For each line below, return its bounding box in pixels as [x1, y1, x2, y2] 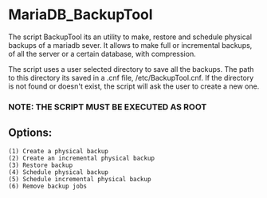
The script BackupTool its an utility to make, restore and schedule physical [8, 32, 253, 42]
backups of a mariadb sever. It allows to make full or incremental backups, [8, 40, 253, 49]
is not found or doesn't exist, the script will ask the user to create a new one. [8, 81, 260, 91]
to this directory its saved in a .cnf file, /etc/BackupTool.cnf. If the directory [8, 73, 254, 82]
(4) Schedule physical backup [8, 168, 109, 176]
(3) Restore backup [8, 161, 73, 169]
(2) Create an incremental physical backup [8, 154, 155, 162]
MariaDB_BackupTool [8, 6, 153, 24]
